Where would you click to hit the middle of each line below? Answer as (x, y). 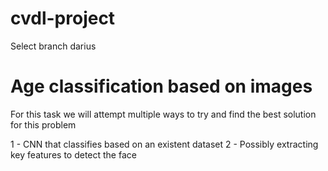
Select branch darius (53, 46)
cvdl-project (63, 18)
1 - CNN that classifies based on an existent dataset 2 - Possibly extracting (164, 144)
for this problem (43, 124)
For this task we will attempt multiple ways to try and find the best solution (163, 114)
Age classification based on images (161, 86)
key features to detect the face (73, 154)
